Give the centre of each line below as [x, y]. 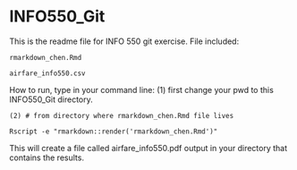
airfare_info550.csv [48, 73]
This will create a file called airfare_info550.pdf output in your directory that [148, 148]
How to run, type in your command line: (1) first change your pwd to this [142, 89]
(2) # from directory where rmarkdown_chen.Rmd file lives [122, 115]
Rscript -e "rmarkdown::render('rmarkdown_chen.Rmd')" [114, 132]
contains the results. [47, 157]
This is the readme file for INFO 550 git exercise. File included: [124, 41]
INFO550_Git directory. [51, 99]
